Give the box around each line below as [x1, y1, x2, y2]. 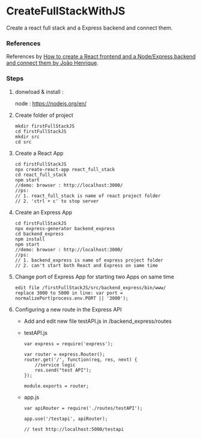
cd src [14, 139, 32, 145]
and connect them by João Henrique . [6, 59, 99, 67]
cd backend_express [14, 231, 64, 237]
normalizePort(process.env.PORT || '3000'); [14, 295, 129, 301]
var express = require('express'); [23, 340, 113, 347]
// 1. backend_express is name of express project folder [14, 257, 164, 263]
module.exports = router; [23, 383, 89, 389]
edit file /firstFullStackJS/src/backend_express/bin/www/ [14, 284, 167, 290]
